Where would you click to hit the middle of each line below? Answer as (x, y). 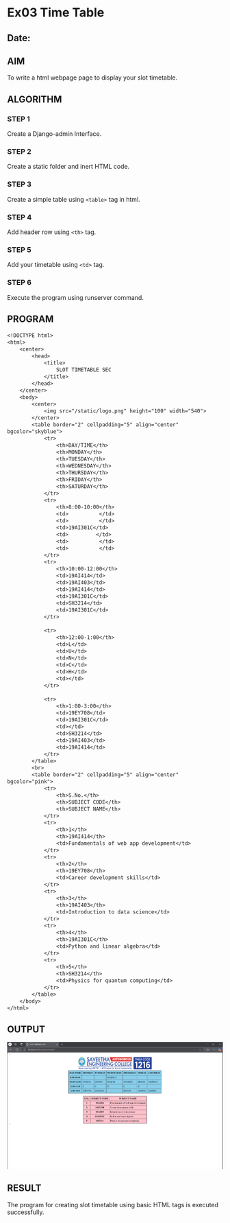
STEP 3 (20, 185)
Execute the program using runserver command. (75, 297)
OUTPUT (26, 1029)
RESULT (24, 1188)
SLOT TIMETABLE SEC (84, 370)
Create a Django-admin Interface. (54, 134)
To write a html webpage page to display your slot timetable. (92, 78)
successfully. (26, 1212)
